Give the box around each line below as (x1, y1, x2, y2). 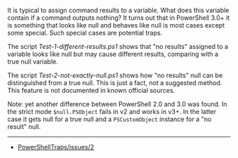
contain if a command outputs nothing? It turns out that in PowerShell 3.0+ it (7, 13, 230, 22)
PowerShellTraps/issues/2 (17, 143, 94, 151)
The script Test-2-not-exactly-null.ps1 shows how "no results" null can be (7, 71, 223, 79)
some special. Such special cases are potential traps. (7, 28, 163, 37)
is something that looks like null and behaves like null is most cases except (7, 21, 225, 29)
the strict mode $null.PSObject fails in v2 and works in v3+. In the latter (7, 108, 217, 115)
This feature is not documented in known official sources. (7, 86, 176, 94)
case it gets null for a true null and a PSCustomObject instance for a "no (7, 115, 212, 123)
